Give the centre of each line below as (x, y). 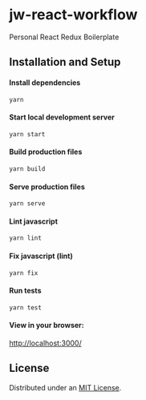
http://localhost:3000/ (46, 343)
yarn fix (24, 273)
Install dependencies (45, 83)
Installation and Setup (65, 62)
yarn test (26, 307)
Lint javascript (34, 221)
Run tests (25, 291)
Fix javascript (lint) (41, 256)
